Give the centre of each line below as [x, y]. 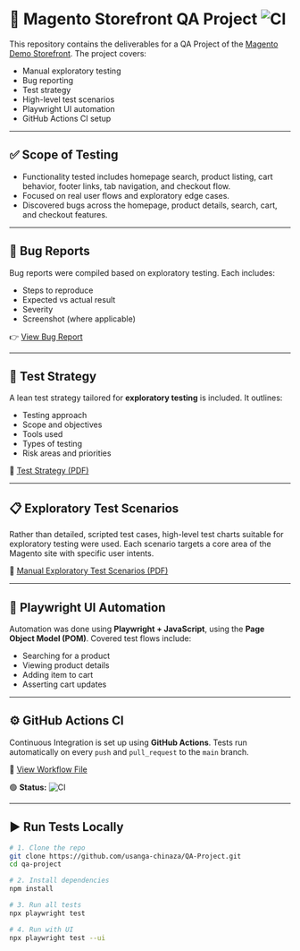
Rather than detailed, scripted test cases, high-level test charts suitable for [146, 535]
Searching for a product [66, 655]
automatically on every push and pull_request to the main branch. [129, 751]
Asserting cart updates [64, 684]
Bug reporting [48, 80]
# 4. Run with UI [42, 930]
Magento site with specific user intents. [82, 553]
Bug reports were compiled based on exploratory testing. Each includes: [142, 272]
